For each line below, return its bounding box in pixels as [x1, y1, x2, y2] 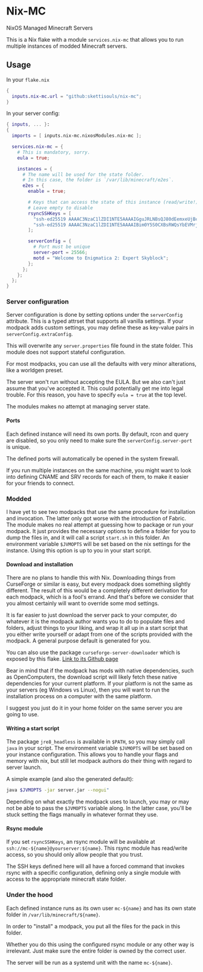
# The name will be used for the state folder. [22, 171, 145, 178]
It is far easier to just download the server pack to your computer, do [6, 612, 177, 619]
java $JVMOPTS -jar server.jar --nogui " [6, 787, 110, 793]
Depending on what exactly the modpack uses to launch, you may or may [6, 798, 189, 805]
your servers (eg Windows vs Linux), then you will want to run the [6, 686, 170, 693]
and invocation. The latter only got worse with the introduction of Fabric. [6, 514, 186, 522]
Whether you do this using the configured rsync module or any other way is [6, 941, 195, 948]
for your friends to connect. [6, 479, 75, 487]
